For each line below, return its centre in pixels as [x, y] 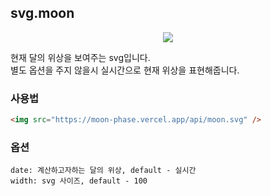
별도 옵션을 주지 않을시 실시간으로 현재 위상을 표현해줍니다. [125, 70]
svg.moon [42, 13]
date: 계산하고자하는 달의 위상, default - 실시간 [103, 171]
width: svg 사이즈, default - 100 [79, 181]
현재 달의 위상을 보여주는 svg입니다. [80, 57]
